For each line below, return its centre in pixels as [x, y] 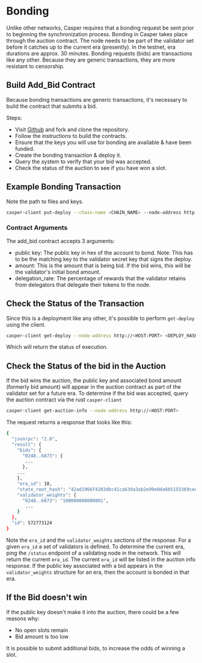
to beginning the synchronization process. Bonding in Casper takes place [97, 34]
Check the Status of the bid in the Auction [86, 366]
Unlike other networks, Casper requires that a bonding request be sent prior [100, 28]
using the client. [26, 324]
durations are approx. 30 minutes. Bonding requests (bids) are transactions [99, 53]
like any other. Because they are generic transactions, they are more [91, 60]
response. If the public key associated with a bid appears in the [85, 565]
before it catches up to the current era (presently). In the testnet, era [91, 47]
